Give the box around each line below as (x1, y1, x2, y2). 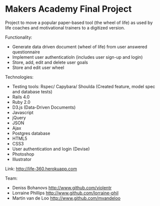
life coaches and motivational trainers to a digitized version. (5, 24, 125, 30)
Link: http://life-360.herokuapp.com (5, 165, 77, 172)
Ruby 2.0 (12, 99, 31, 105)
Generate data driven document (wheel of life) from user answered (12, 44, 148, 49)
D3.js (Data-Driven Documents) (12, 104, 76, 110)
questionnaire (12, 49, 40, 55)
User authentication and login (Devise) (12, 146, 90, 152)
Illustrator (12, 156, 32, 162)
